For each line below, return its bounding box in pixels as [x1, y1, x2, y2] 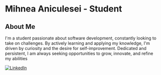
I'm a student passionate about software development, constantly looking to [5, 35, 157, 41]
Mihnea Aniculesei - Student [5, 3, 122, 14]
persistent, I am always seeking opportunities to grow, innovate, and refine [5, 50, 153, 56]
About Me [5, 23, 35, 31]
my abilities [5, 56, 28, 61]
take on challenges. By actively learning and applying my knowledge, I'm [5, 40, 150, 46]
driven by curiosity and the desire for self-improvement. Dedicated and [5, 46, 146, 51]
